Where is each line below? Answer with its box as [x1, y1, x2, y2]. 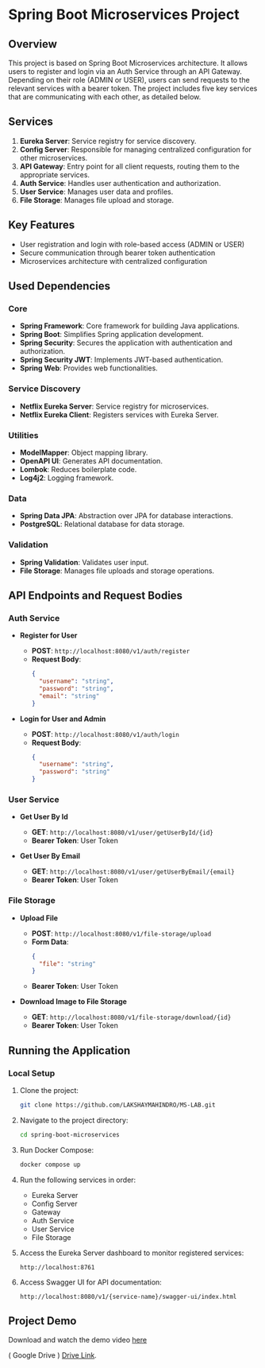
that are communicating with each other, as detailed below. [8, 92, 202, 101]
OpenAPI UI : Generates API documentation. [19, 455, 163, 466]
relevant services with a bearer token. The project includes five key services [8, 83, 258, 93]
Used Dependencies [8, 280, 111, 293]
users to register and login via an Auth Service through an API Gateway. [8, 67, 242, 76]
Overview [8, 37, 58, 51]
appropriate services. [19, 169, 90, 180]
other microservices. [19, 153, 88, 162]
